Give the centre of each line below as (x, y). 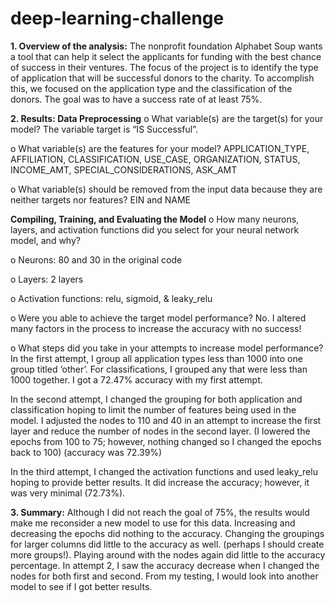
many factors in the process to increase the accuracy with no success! (156, 328)
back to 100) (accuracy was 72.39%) (86, 452)
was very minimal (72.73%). (68, 493)
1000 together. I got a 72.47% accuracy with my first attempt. (136, 379)
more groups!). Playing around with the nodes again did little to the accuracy (168, 554)
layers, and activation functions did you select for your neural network (155, 229)
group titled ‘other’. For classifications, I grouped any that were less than (159, 369)
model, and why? (45, 240)
